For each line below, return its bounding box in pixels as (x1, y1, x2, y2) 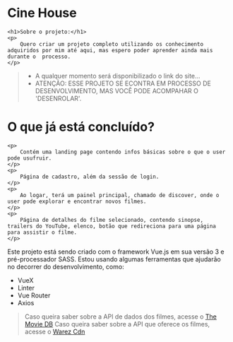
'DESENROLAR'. (35, 94, 82, 102)
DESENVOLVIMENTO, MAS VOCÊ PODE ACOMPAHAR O (35, 86, 199, 95)
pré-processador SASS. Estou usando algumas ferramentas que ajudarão (7, 254, 221, 263)
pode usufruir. (7, 154, 52, 162)
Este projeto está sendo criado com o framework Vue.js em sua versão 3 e (7, 247, 225, 256)
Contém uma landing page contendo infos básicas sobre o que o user (20, 148, 226, 155)
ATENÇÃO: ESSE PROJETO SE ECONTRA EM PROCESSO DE (35, 79, 212, 88)
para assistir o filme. (7, 228, 78, 236)
